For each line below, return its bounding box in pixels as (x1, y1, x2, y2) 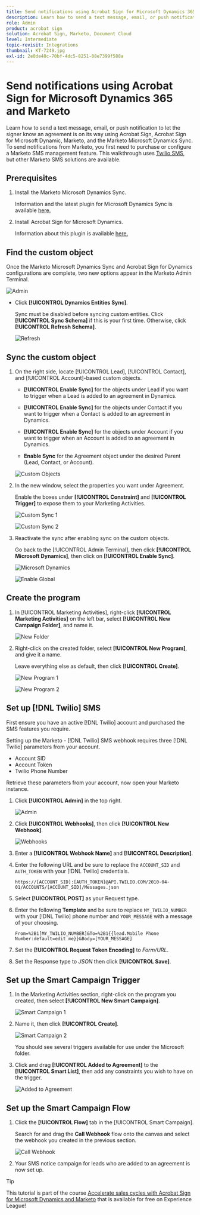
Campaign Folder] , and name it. (14, 621, 94, 628)
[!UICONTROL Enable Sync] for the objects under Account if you (23, 428, 183, 435)
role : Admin (6, 20, 36, 26)
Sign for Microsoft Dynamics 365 (6, 91, 173, 105)
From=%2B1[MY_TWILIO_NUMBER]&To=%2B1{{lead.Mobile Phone (14, 930, 160, 937)
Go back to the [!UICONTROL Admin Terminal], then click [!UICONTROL (14, 546, 192, 553)
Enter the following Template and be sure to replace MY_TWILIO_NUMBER (14, 906, 187, 913)
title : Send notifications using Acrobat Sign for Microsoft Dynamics (6, 8, 185, 15)
